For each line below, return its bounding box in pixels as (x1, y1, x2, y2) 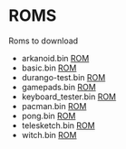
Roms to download (8, 35, 79, 46)
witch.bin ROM (21, 129, 77, 140)
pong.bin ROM (21, 110, 76, 121)
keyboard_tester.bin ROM (21, 91, 117, 102)
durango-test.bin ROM (21, 71, 106, 82)
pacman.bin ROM (21, 100, 87, 111)
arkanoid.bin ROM (21, 52, 90, 63)
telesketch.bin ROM (21, 119, 96, 131)
